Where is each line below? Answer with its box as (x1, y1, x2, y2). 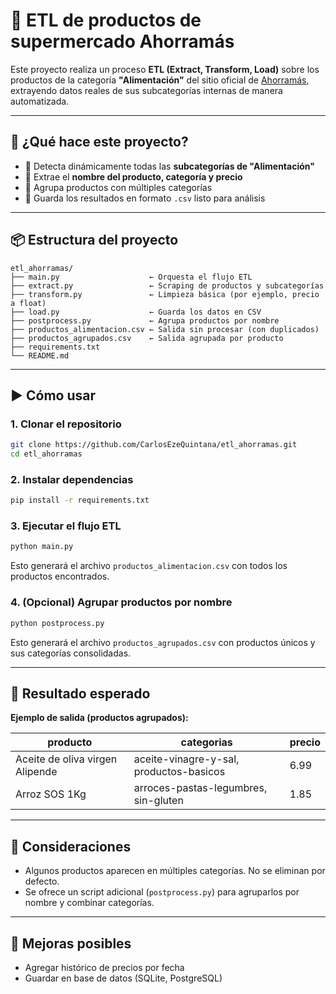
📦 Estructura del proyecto (10, 232, 179, 249)
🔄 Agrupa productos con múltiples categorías (24, 181, 213, 193)
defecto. (24, 875, 60, 888)
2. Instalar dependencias (10, 472, 134, 486)
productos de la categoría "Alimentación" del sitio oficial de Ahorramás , (10, 74, 310, 86)
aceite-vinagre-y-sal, (133, 752, 240, 766)
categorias (180, 735, 233, 749)
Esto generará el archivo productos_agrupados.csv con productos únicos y (10, 636, 316, 648)
